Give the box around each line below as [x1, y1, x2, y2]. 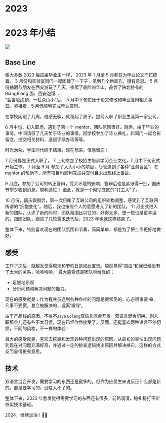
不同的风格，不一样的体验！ [13, 325, 70, 331]
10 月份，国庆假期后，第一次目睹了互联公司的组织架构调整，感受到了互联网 [5, 197, 158, 203]
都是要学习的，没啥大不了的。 [13, 384, 75, 390]
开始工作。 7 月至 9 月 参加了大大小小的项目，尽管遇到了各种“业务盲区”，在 [5, 163, 159, 169]
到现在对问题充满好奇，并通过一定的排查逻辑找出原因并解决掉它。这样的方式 [5, 342, 161, 348]
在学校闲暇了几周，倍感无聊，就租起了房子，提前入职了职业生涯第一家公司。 [5, 113, 161, 119]
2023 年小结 [5, 27, 56, 39]
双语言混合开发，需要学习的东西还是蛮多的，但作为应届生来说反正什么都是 [5, 378, 157, 384]
